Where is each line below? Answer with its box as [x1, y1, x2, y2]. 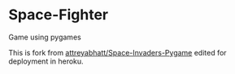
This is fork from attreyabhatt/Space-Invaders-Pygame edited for [8, 47, 227, 57]
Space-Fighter [8, 6, 108, 24]
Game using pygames [8, 32, 81, 42]
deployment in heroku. [8, 56, 84, 66]
